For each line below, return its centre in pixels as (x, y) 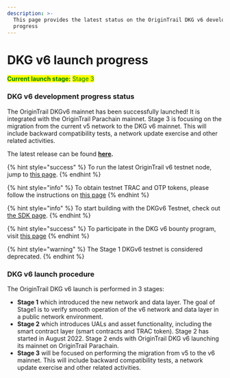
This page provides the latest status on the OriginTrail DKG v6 (108, 20)
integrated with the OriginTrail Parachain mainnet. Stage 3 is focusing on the (115, 119)
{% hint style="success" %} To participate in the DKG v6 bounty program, (112, 228)
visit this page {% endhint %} (49, 236)
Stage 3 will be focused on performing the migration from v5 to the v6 (116, 353)
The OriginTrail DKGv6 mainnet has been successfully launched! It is (104, 111)
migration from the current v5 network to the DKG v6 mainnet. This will (107, 126)
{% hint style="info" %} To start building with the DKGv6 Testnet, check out (114, 208)
